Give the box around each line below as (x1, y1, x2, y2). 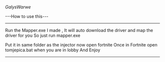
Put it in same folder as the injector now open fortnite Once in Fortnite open (5, 42, 158, 47)
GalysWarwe (5, 4, 31, 10)
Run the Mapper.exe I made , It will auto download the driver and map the (5, 28, 153, 33)
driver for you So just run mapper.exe (5, 32, 81, 38)
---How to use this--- (5, 14, 49, 19)
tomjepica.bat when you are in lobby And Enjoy (5, 47, 101, 53)
